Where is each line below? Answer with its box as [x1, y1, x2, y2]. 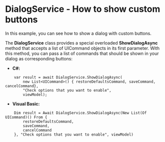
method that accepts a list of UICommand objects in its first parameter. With [5, 45, 160, 51]
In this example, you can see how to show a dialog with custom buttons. [5, 30, 152, 36]
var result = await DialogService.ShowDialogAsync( [14, 75, 123, 80]
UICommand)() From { [5, 115, 48, 120]
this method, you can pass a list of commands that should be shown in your [5, 50, 159, 56]
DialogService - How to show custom [5, 3, 161, 15]
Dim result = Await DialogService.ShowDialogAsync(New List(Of [14, 110, 147, 115]
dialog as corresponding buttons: [5, 55, 73, 61]
